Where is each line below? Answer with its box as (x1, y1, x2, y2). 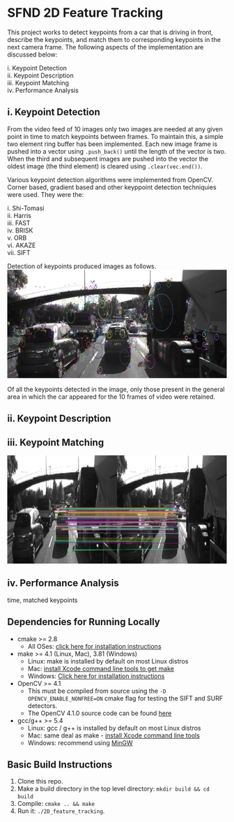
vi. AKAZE (7, 241, 36, 249)
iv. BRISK (7, 226, 33, 235)
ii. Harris (7, 211, 31, 219)
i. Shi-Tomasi (7, 204, 45, 212)
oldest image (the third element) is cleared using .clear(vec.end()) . (7, 162, 203, 170)
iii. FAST (7, 219, 31, 227)
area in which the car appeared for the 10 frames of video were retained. (7, 392, 216, 401)
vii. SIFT (7, 248, 31, 256)
